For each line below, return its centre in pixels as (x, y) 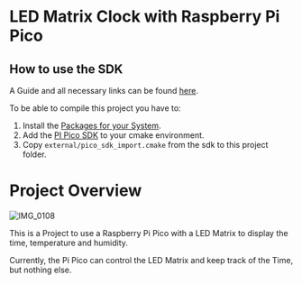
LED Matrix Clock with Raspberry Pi (145, 17)
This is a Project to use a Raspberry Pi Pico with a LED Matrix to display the (149, 233)
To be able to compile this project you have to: (96, 108)
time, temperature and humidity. (69, 243)
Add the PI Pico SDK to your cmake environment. (113, 135)
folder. (34, 154)
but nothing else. (41, 270)
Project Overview (76, 191)
